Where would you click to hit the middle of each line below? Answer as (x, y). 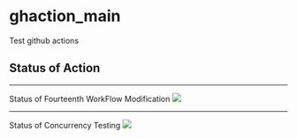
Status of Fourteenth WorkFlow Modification (90, 99)
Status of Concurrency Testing (65, 125)
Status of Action (55, 68)
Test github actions (44, 40)
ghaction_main (65, 16)
